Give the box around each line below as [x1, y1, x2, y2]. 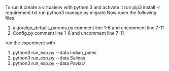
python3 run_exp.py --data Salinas [12, 55, 85, 61]
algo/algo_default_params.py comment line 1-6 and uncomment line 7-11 [12, 25, 164, 31]
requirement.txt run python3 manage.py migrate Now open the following [5, 10, 157, 16]
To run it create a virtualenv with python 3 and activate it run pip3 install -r [5, 5, 160, 10]
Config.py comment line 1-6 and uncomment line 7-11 [12, 30, 124, 36]
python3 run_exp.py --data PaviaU [12, 60, 85, 66]
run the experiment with [5, 40, 55, 46]
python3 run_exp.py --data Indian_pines [12, 50, 97, 55]
